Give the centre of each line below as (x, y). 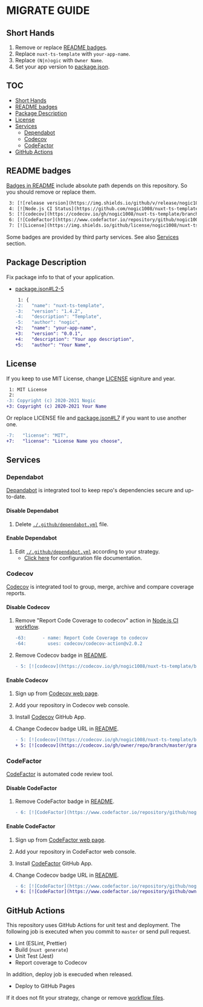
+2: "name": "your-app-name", (56, 328)
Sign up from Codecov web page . (57, 693)
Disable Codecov (28, 607)
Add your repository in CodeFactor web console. (76, 851)
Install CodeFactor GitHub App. (54, 863)
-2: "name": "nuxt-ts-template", (60, 305)
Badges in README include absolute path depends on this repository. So (97, 185)
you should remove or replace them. (51, 192)
